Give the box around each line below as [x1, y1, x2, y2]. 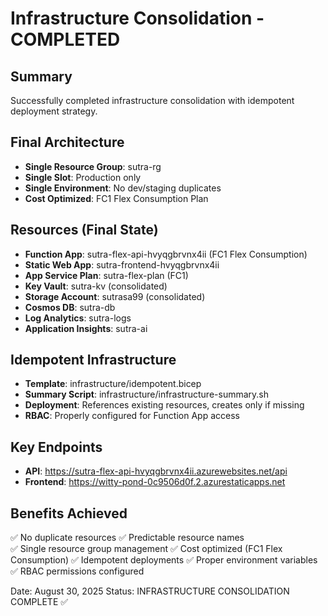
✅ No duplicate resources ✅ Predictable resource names [10, 532, 245, 544]
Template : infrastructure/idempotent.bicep [24, 378, 202, 390]
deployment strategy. [10, 105, 98, 117]
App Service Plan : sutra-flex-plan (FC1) [24, 269, 189, 281]
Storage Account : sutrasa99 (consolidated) [24, 290, 206, 302]
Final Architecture [10, 134, 125, 151]
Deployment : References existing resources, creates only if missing [24, 399, 305, 411]
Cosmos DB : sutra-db [24, 301, 116, 313]
